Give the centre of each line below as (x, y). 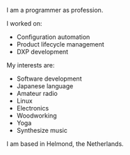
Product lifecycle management (60, 44)
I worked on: (24, 23)
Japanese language (45, 86)
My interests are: (31, 65)
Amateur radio (37, 93)
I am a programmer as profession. (55, 10)
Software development (49, 79)
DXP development (42, 52)
